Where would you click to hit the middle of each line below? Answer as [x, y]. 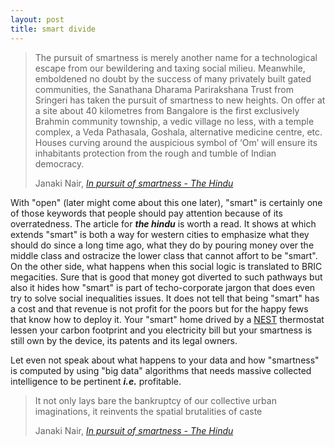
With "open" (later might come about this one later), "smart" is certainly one [166, 202]
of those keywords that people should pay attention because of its [146, 213]
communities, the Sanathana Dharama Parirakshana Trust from [164, 89]
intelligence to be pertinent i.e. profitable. [96, 381]
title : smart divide [53, 29]
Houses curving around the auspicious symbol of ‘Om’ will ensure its [176, 142]
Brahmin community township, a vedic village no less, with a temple [174, 121]
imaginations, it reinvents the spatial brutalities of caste [148, 411]
